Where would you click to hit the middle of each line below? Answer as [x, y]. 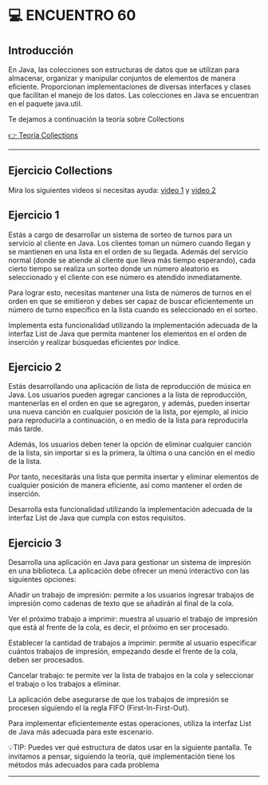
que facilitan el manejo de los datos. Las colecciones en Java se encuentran [134, 95]
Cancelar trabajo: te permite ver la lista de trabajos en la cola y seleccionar [131, 675]
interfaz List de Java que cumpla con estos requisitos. [97, 518]
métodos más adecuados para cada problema [84, 765]
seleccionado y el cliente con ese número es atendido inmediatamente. [125, 277]
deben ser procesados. [47, 660]
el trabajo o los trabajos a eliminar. [65, 684]
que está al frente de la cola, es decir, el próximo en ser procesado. [119, 627]
